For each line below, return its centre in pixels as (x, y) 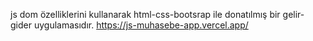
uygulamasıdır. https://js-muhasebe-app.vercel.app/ (141, 25)
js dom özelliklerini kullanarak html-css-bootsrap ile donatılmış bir (145, 14)
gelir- (293, 14)
